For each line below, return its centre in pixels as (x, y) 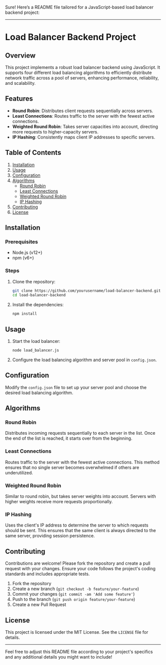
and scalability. (21, 83)
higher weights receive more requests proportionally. (59, 502)
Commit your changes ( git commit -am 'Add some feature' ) (73, 594)
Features (19, 99)
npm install (24, 314)
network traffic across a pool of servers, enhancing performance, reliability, (82, 78)
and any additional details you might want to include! (59, 657)
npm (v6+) (23, 258)
